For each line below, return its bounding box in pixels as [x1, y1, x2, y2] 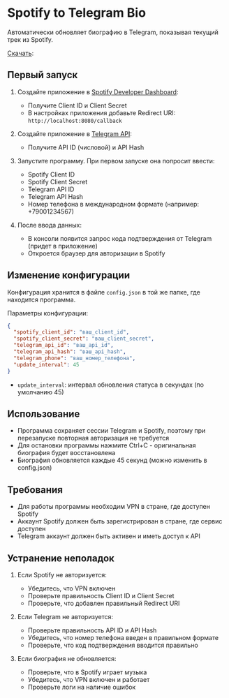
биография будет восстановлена [17, 449, 116, 457]
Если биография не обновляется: [17, 655, 117, 662]
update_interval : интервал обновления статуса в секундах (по [17, 380, 205, 389]
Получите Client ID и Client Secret [27, 101, 127, 110]
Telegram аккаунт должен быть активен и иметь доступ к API [17, 532, 201, 540]
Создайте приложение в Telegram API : [17, 129, 133, 138]
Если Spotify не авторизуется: [17, 571, 107, 579]
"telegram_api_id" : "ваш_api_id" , [13, 342, 114, 349]
